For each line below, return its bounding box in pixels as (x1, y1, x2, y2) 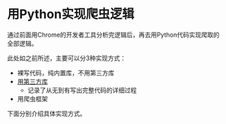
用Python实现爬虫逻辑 (7, 6, 135, 22)
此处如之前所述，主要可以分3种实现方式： (7, 53, 126, 62)
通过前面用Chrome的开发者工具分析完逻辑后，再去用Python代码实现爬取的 (7, 30, 220, 39)
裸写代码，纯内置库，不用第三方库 (17, 69, 115, 77)
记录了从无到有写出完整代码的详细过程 (27, 86, 137, 94)
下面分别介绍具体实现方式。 (7, 109, 86, 118)
